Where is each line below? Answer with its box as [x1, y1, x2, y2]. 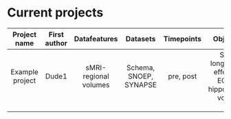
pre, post [168, 71, 197, 80]
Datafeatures [74, 34, 118, 43]
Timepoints [163, 34, 201, 43]
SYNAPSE [124, 80, 157, 89]
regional [82, 71, 109, 80]
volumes [82, 80, 110, 89]
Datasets [125, 34, 156, 43]
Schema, [126, 63, 155, 72]
